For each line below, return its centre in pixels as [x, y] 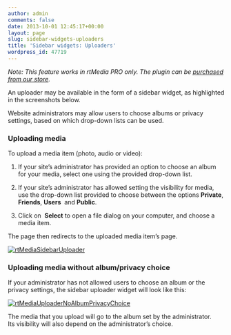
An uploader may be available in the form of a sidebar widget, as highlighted [116, 92]
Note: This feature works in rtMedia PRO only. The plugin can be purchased [115, 71]
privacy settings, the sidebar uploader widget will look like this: [97, 290]
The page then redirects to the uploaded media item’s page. [93, 236]
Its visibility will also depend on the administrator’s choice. [90, 324]
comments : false [31, 20]
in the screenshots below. [44, 99]
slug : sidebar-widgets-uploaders [56, 39]
